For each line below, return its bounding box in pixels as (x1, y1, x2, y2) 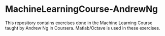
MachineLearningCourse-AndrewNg (5, 3, 158, 15)
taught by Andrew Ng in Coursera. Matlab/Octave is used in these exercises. (5, 25, 161, 31)
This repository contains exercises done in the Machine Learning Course (5, 20, 153, 26)
